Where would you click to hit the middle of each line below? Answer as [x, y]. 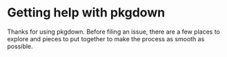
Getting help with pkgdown [86, 13]
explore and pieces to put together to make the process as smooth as [106, 38]
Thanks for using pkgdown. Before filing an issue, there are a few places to [114, 32]
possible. [20, 46]
